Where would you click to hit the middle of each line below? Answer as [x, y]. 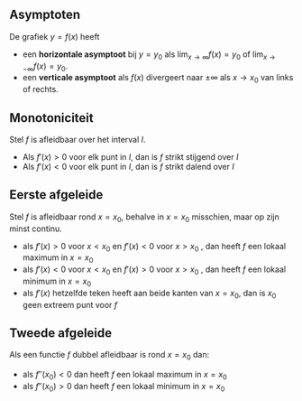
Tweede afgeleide [61, 333]
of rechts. [40, 89]
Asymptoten [45, 15]
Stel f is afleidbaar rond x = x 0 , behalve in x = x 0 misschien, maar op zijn [144, 218]
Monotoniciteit [51, 118]
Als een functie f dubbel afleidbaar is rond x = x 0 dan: [110, 356]
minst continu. [36, 228]
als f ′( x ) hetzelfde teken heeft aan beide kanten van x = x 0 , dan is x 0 [149, 294]
